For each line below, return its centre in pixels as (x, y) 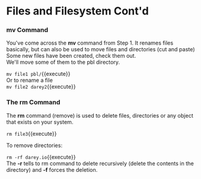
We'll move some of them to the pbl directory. (63, 62)
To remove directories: (34, 145)
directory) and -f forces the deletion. (52, 169)
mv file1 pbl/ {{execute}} (38, 74)
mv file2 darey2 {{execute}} (41, 87)
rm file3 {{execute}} (32, 133)
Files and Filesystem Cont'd (78, 11)
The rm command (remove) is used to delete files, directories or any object (100, 115)
